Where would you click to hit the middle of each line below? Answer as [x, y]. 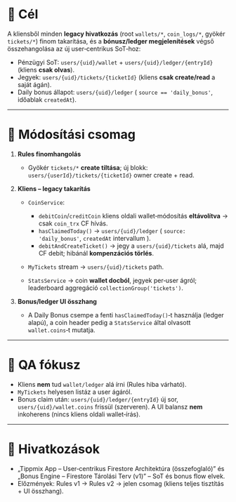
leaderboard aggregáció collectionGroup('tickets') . [106, 288]
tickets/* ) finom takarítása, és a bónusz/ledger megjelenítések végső [111, 41]
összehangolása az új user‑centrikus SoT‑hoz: [74, 48]
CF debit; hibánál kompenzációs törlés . [96, 253]
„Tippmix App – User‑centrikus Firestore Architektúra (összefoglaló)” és [121, 468]
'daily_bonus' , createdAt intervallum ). [94, 238]
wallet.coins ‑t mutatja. [62, 330]
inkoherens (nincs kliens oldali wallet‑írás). [79, 414]
